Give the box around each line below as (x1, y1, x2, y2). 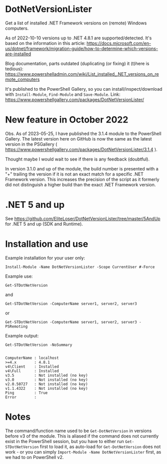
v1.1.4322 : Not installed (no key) (5, 386, 88, 391)
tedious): (5, 66, 23, 72)
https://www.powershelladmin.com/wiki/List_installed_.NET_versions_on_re (5, 71, 160, 77)
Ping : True (5, 390, 48, 395)
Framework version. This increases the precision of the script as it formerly (5, 176, 160, 182)
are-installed (5, 51, 31, 57)
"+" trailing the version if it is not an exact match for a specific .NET (5, 171, 144, 177)
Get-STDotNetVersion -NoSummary (5, 342, 72, 347)
